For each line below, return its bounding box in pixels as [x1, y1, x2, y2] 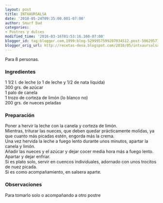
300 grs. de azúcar [5, 84, 44, 90]
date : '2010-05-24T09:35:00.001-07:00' [5, 16, 86, 21]
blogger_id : [5, 39, 29, 43]
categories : [5, 25, 29, 30]
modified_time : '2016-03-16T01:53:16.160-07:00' [5, 34, 105, 39]
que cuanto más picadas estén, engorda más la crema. [5, 133, 115, 139]
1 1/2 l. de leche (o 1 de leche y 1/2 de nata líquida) [5, 79, 105, 85]
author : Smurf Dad [5, 20, 42, 26]
